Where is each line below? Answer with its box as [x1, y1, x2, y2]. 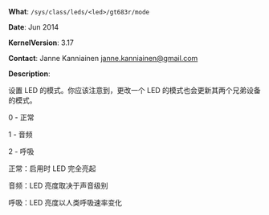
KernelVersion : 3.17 [8, 38, 74, 47]
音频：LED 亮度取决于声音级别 [8, 181, 108, 190]
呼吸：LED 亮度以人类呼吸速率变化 [8, 198, 123, 207]
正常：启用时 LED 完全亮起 [8, 164, 96, 173]
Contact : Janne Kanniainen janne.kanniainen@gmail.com [8, 54, 198, 63]
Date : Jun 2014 [8, 22, 59, 31]
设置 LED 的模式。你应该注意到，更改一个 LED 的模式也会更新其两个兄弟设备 [8, 86, 261, 95]
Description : [8, 69, 51, 79]
